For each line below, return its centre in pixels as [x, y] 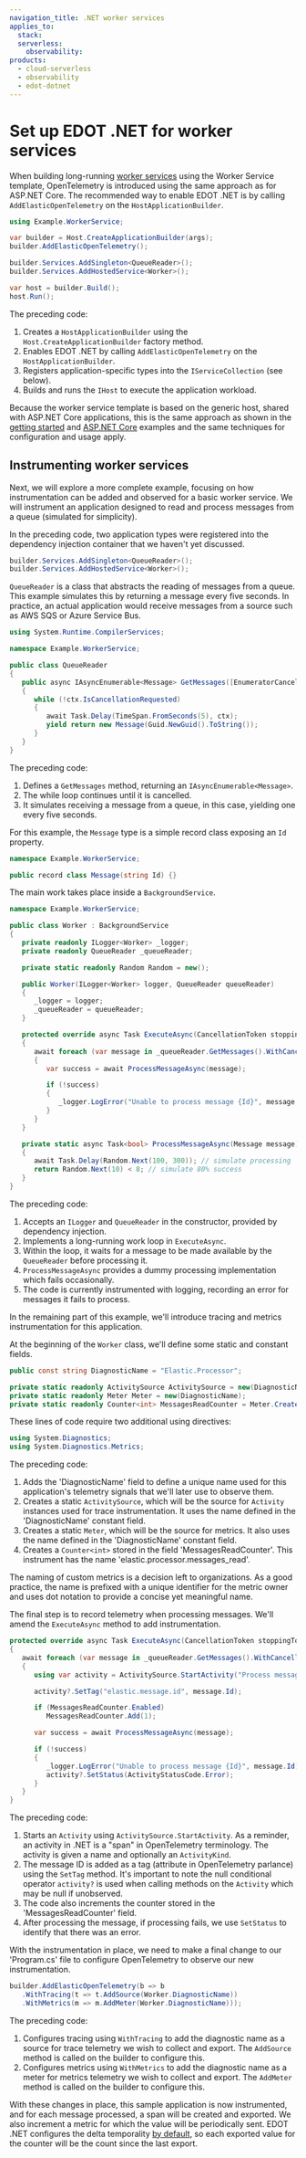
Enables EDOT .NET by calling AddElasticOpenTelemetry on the [140, 351]
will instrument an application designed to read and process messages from [152, 507]
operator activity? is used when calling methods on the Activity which [158, 1884]
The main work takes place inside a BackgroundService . [112, 892]
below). [37, 380]
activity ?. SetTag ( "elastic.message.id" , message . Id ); [138, 1691]
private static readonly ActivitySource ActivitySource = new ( [132, 1387]
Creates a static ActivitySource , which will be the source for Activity [153, 1501]
